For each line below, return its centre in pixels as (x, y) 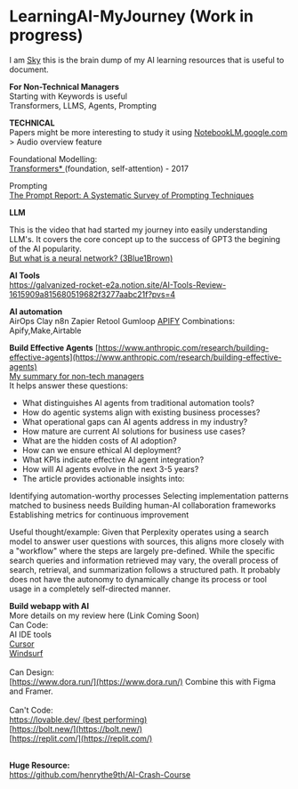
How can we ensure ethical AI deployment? (101, 450)
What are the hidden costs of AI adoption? (100, 440)
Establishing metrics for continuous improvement (99, 515)
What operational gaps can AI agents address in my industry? (135, 421)
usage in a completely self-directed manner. (90, 589)
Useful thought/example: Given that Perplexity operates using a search (139, 532)
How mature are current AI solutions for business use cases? (134, 431)
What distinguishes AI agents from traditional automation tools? (138, 403)
